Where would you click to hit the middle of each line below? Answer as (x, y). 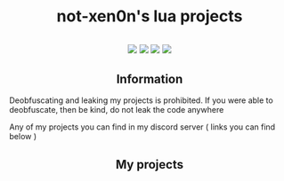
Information (150, 79)
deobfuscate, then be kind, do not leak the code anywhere (117, 110)
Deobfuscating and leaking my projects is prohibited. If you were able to (141, 100)
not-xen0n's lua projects (150, 16)
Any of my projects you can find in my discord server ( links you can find (142, 127)
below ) (23, 137)
